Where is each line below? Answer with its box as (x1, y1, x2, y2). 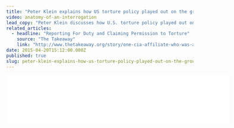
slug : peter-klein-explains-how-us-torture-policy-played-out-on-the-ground (6, 58, 201, 64)
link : (17, 42, 31, 48)
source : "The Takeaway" (17, 36, 76, 42)
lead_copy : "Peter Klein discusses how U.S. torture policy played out (6, 20, 187, 25)
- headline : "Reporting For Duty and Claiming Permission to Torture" (11, 31, 190, 37)
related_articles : (6, 25, 52, 31)
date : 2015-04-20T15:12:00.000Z (6, 47, 86, 53)
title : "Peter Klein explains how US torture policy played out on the (6, 8, 187, 15)
